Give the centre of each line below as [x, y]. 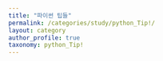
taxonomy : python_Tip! [46, 45]
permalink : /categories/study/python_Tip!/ [82, 23]
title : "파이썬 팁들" [40, 15]
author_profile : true [44, 38]
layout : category [37, 30]
